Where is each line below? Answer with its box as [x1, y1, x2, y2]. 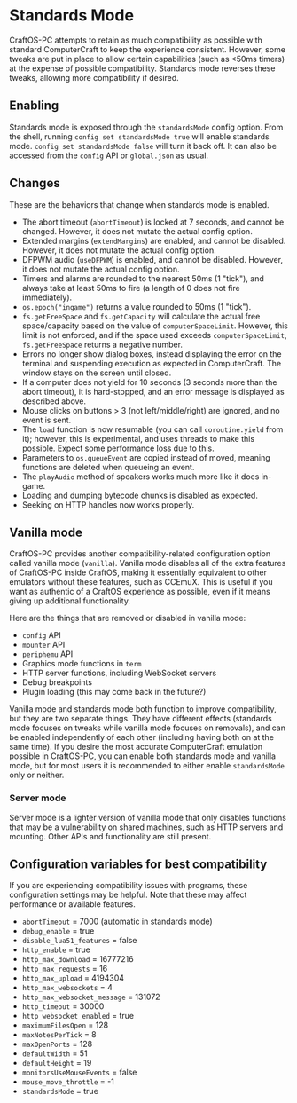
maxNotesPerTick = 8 [21, 1029, 97, 1040]
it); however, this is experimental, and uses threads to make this [21, 433, 255, 444]
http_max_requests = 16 [21, 964, 108, 974]
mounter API [21, 640, 66, 650]
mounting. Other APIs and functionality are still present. [9, 831, 212, 841]
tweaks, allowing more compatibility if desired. [9, 72, 179, 83]
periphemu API [21, 649, 74, 659]
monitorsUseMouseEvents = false [21, 1067, 137, 1078]
